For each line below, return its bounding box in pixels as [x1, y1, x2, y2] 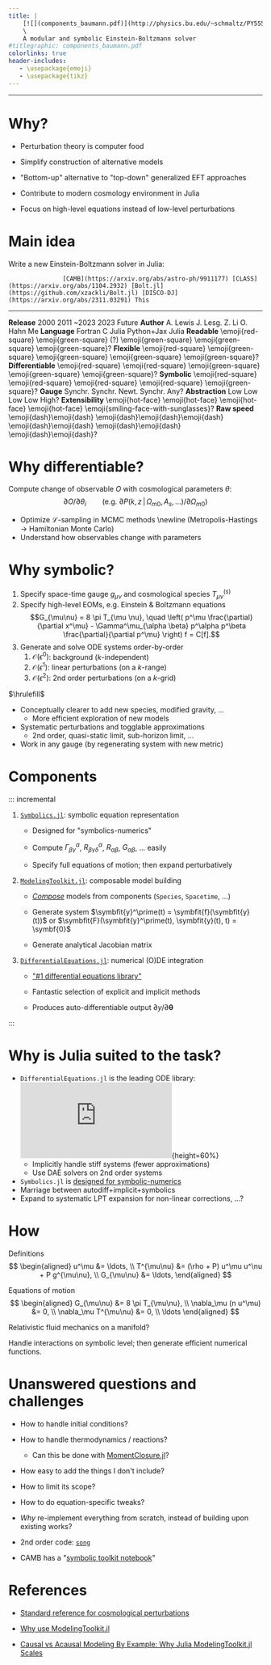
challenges [8, 1392, 85, 1411]
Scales [19, 1647, 43, 1658]
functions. [8, 1346, 42, 1356]
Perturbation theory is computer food [19, 141, 144, 150]
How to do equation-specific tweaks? [19, 1497, 145, 1507]
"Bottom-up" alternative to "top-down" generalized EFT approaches [19, 172, 247, 182]
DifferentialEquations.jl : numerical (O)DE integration [19, 955, 204, 965]
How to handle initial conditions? [19, 1418, 129, 1428]
